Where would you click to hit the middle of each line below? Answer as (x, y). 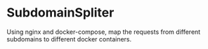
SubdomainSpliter (60, 13)
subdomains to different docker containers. (69, 39)
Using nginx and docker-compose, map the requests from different (104, 32)
